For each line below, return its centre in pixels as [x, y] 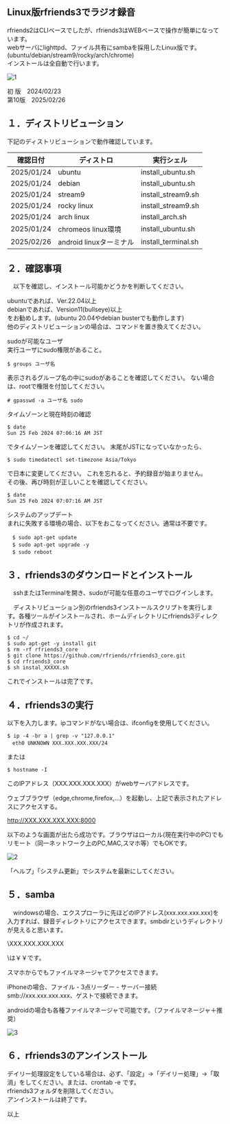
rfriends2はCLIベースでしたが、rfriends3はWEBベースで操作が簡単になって [113, 30]
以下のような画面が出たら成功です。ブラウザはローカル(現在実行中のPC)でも [115, 835]
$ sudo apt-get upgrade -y [50, 545]
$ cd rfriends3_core [37, 662]
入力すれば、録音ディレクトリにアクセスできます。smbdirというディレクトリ [115, 921]
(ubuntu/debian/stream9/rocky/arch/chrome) [71, 55]
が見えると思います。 [37, 930]
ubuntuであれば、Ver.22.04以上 [52, 301]
